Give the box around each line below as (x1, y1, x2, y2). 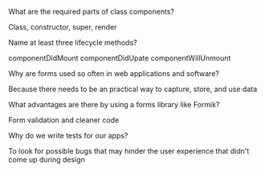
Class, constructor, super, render (8, 22, 117, 31)
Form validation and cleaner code (8, 115, 120, 125)
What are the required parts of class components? (8, 7, 175, 16)
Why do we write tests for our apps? (8, 131, 128, 140)
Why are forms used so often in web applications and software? (8, 69, 219, 78)
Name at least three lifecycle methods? (8, 38, 138, 47)
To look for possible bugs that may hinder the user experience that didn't (8, 146, 250, 155)
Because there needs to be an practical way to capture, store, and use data (8, 84, 258, 94)
